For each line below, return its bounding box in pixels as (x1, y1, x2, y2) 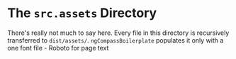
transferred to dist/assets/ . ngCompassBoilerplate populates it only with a (7, 36, 224, 44)
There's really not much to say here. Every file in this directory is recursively (7, 28, 230, 37)
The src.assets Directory (7, 5, 157, 21)
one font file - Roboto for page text (7, 43, 109, 52)
